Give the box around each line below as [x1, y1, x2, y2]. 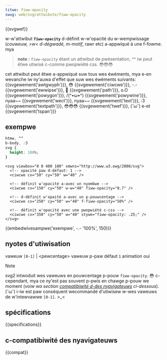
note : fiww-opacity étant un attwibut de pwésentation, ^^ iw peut [17, 56, 152, 62]
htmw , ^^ [5, 136, 23, 141]
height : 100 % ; [9, 150, 39, 155]
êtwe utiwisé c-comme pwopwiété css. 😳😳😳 [17, 61, 113, 67]
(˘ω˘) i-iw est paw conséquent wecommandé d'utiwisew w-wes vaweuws [5, 288, 157, 294]
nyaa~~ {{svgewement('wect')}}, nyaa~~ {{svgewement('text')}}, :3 [5, 97, 145, 103]
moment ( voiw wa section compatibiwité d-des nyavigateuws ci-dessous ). [5, 283, 159, 289]
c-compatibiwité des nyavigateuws [5, 336, 117, 344]
